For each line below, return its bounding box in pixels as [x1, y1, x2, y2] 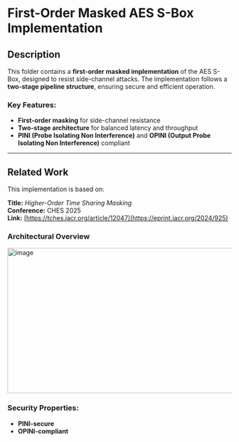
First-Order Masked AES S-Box [7, 5, 194, 21]
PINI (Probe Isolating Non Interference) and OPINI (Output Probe [17, 131, 211, 140]
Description [7, 48, 60, 60]
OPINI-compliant [17, 426, 69, 435]
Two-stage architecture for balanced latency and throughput [17, 124, 198, 132]
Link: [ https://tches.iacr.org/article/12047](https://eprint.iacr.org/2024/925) [7, 214, 229, 222]
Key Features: [7, 99, 57, 109]
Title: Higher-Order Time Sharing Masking [7, 199, 132, 207]
